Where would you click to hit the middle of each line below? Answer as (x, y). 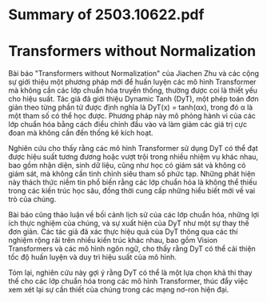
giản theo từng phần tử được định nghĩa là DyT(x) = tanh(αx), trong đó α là (131, 107)
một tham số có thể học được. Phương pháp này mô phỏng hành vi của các (132, 116)
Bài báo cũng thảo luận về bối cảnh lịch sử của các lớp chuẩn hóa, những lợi (134, 215)
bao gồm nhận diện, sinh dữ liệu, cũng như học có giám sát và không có (127, 165)
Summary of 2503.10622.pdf (106, 15)
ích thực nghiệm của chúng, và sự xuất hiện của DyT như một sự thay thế (129, 223)
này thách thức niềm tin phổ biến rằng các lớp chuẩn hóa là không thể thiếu (133, 182)
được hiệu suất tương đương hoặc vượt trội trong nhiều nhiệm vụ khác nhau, (133, 157)
